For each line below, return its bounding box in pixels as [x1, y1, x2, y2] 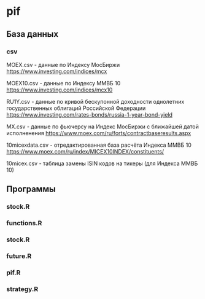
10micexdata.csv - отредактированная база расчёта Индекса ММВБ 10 [6, 141, 191, 149]
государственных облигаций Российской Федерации [6, 104, 146, 112]
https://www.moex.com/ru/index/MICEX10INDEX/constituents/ [6, 147, 164, 155]
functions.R [6, 219, 42, 228]
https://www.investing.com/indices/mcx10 [6, 86, 113, 93]
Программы [6, 184, 56, 195]
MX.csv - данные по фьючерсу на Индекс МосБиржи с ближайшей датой [6, 123, 199, 130]
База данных [6, 29, 59, 39]
